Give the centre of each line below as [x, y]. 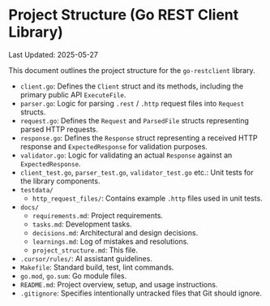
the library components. [60, 181]
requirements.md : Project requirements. [98, 215]
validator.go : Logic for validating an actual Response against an [126, 155]
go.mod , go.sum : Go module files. [73, 276]
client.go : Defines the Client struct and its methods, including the [132, 86]
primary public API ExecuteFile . [73, 94]
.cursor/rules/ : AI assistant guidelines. [86, 258]
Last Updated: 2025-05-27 [54, 54]
